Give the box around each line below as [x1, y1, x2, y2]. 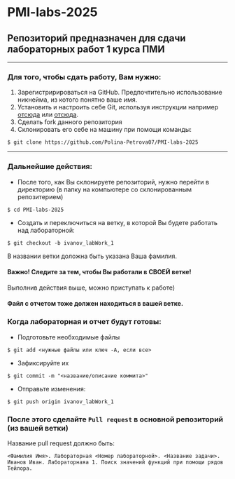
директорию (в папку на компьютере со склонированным [17, 185, 192, 194]
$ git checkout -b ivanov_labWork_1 [7, 239, 114, 246]
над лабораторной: [17, 226, 75, 234]
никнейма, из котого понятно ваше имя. [17, 95, 138, 104]
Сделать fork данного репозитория [17, 118, 122, 126]
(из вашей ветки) [7, 423, 69, 433]
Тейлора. [7, 464, 33, 472]
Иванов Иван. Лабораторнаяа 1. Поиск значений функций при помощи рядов [7, 459, 224, 466]
